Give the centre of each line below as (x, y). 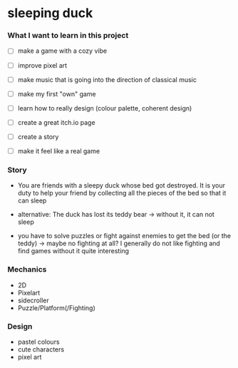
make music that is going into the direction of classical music (107, 79)
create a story (38, 136)
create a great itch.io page (56, 122)
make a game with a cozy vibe (62, 51)
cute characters (41, 349)
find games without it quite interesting (73, 251)
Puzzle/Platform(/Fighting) (57, 307)
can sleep (32, 200)
